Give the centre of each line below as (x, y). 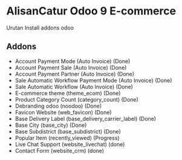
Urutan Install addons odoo (40, 28)
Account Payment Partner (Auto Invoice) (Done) (75, 74)
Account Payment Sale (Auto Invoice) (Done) (71, 67)
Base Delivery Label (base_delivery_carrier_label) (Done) (85, 118)
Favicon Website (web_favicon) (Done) (63, 112)
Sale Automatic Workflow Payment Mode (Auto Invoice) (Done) (93, 80)
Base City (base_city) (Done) (51, 125)
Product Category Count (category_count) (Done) (77, 99)
